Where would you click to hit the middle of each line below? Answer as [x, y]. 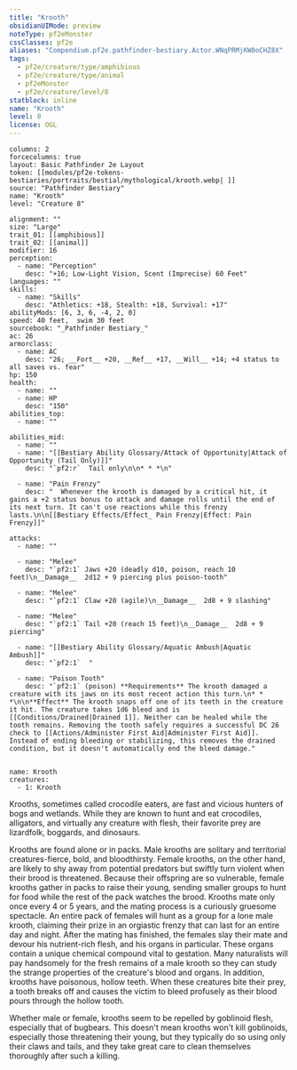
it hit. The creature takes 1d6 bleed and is [94, 710]
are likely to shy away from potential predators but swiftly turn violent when [147, 869]
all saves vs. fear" [47, 367]
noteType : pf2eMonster [51, 34]
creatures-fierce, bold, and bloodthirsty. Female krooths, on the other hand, [147, 859]
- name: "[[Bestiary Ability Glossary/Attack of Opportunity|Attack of [152, 453]
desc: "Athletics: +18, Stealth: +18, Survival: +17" [126, 305]
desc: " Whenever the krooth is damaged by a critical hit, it [146, 492]
